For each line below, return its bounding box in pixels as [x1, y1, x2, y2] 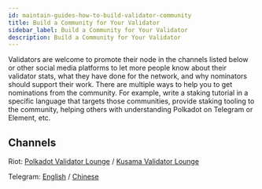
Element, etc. [8, 113, 51, 122]
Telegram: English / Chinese [8, 172, 100, 181]
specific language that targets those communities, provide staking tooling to [8, 96, 255, 106]
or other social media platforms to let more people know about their [8, 64, 227, 73]
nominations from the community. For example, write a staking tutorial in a [8, 88, 249, 98]
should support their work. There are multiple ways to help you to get [8, 80, 233, 89]
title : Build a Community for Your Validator [8, 19, 160, 27]
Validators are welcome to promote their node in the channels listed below [8, 55, 249, 64]
